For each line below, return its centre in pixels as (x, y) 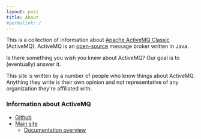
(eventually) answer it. (34, 64)
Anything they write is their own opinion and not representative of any (92, 82)
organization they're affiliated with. (49, 89)
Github (23, 117)
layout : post (22, 12)
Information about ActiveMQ (49, 104)
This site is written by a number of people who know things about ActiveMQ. (100, 76)
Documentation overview (55, 130)
